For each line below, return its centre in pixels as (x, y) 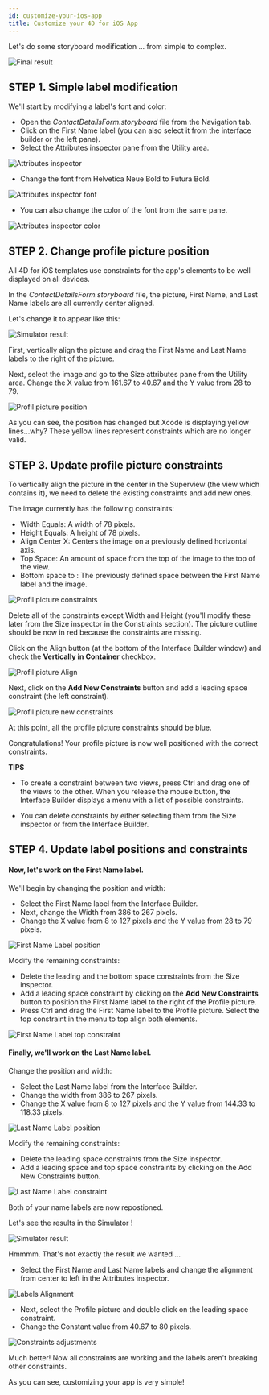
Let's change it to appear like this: (64, 319)
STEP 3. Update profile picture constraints (116, 465)
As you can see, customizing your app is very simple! (96, 1381)
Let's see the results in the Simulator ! (71, 1223)
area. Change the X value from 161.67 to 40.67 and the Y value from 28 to (130, 383)
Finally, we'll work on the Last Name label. (80, 1053)
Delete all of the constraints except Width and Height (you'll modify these (130, 615)
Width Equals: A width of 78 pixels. (77, 524)
